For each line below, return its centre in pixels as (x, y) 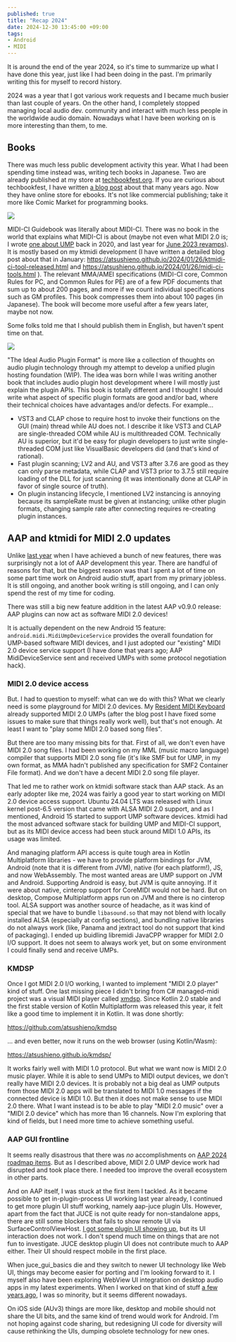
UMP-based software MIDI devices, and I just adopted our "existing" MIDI (114, 643)
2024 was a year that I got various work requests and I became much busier (118, 95)
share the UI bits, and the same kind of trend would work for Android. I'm (113, 1316)
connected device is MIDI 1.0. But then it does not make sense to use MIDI (115, 1098)
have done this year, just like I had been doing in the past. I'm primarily (110, 74)
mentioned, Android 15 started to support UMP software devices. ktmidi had (117, 816)
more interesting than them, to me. (57, 125)
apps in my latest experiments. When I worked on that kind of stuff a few (113, 1287)
